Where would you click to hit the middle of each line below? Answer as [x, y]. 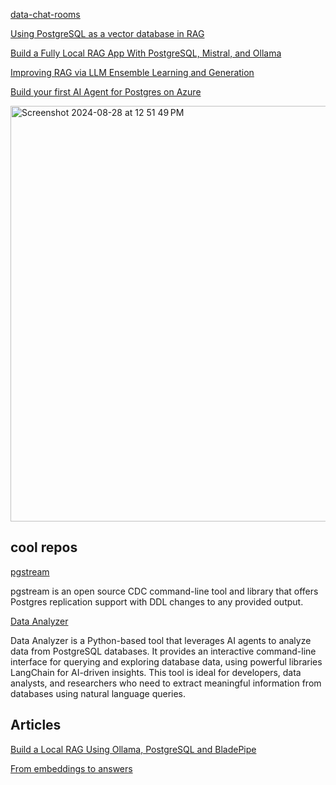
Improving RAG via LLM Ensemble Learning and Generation [132, 72]
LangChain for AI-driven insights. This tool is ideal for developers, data [156, 672]
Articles [36, 725]
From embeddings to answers [71, 768]
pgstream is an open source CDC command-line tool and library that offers [164, 591]
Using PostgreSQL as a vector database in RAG [107, 33]
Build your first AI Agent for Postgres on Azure [106, 92]
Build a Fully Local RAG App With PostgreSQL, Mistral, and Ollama [146, 53]
